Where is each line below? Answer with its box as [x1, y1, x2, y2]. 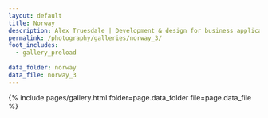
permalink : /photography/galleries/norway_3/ [8, 33, 162, 42]
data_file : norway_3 [8, 71, 77, 79]
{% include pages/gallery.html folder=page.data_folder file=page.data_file [8, 92, 252, 102]
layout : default [8, 11, 62, 20]
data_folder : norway [8, 64, 77, 72]
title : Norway [8, 19, 56, 27]
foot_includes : [8, 41, 59, 49]
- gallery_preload [15, 49, 77, 57]
